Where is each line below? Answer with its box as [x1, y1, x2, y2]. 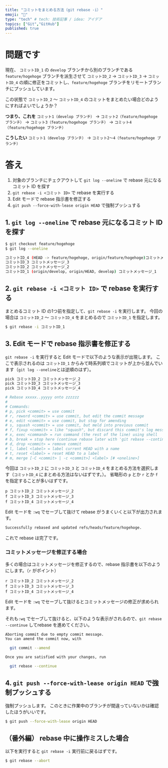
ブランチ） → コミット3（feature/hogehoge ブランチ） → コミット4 [5, 119, 132, 125]
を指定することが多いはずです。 [5, 478, 71, 484]
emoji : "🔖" [5, 12, 28, 17]
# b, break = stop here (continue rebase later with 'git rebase [5, 437, 144, 442]
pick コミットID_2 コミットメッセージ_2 [5, 376, 81, 381]
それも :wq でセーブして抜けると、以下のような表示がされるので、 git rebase [5, 615, 162, 621]
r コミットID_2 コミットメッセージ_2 [5, 579, 74, 584]
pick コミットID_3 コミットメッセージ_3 [5, 381, 81, 386]
